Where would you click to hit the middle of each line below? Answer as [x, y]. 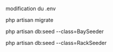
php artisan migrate [30, 20]
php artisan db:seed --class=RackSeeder [56, 43]
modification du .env [31, 9]
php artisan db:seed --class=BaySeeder [55, 31]
